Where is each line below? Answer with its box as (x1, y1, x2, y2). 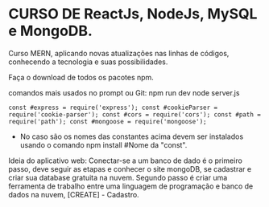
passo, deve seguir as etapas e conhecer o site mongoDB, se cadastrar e (8, 164, 252, 173)
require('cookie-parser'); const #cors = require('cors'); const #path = (8, 110, 262, 119)
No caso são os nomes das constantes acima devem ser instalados (19, 132, 244, 141)
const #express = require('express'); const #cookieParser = (8, 103, 218, 112)
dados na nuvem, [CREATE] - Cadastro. (8, 189, 139, 199)
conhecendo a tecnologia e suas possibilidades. (8, 57, 168, 67)
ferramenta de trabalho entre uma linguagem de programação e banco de (8, 181, 254, 191)
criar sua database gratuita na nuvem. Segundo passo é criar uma (8, 172, 228, 182)
